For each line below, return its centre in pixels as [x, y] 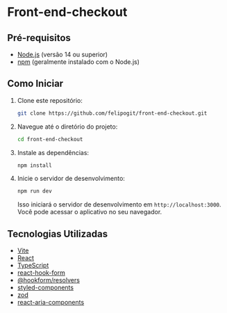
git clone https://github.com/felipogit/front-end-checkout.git [112, 113]
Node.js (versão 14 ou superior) [62, 54]
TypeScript [33, 266]
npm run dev [34, 191]
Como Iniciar [35, 84]
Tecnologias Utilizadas [58, 234]
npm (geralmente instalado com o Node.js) [78, 62]
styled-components [45, 288]
